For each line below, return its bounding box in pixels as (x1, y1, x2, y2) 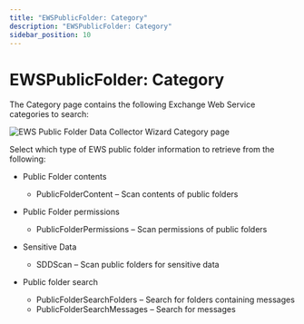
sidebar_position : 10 (9, 30, 92, 39)
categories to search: (9, 109, 89, 120)
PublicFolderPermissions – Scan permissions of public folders (35, 224, 268, 235)
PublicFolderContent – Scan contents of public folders (35, 189, 239, 200)
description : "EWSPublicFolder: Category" (9, 22, 172, 31)
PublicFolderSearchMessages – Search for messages (35, 304, 236, 315)
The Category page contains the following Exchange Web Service (9, 99, 256, 110)
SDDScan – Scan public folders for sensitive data (35, 260, 220, 270)
